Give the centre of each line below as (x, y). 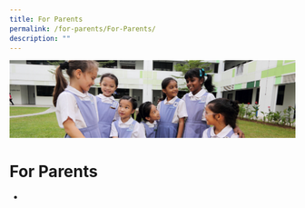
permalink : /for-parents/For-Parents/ (83, 29)
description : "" (40, 38)
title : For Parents (46, 19)
